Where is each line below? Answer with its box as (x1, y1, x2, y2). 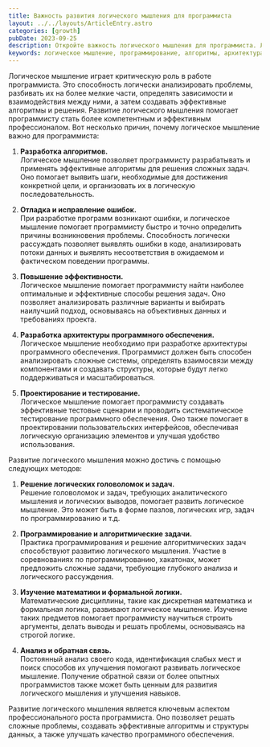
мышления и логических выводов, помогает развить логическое (19, 496, 244, 506)
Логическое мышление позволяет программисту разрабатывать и (19, 155, 251, 165)
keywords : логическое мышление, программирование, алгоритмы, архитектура (8, 49, 264, 57)
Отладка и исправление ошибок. (19, 205, 137, 214)
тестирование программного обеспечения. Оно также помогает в (19, 414, 249, 423)
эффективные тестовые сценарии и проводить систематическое (19, 405, 243, 415)
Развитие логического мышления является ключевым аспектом (8, 704, 231, 713)
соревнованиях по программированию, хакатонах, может (19, 555, 221, 564)
